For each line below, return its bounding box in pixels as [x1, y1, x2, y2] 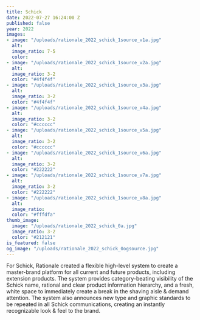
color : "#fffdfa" [12, 212, 56, 218]
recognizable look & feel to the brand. [6, 307, 100, 315]
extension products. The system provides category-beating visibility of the [6, 275, 193, 282]
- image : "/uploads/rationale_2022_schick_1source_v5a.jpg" [6, 127, 162, 133]
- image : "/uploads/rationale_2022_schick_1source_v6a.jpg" [6, 150, 162, 156]
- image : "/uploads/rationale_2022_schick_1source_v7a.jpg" [6, 172, 162, 179]
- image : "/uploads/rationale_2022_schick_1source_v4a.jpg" [6, 104, 162, 111]
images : [6, 32, 26, 38]
